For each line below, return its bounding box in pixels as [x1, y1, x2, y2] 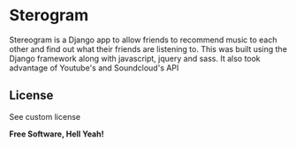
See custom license [9, 111, 81, 122]
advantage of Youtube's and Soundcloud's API [9, 63, 179, 73]
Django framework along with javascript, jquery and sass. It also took [9, 53, 261, 63]
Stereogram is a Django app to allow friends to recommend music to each [9, 34, 277, 45]
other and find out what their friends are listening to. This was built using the [9, 43, 287, 54]
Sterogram [9, 5, 89, 26]
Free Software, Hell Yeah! [9, 129, 104, 139]
